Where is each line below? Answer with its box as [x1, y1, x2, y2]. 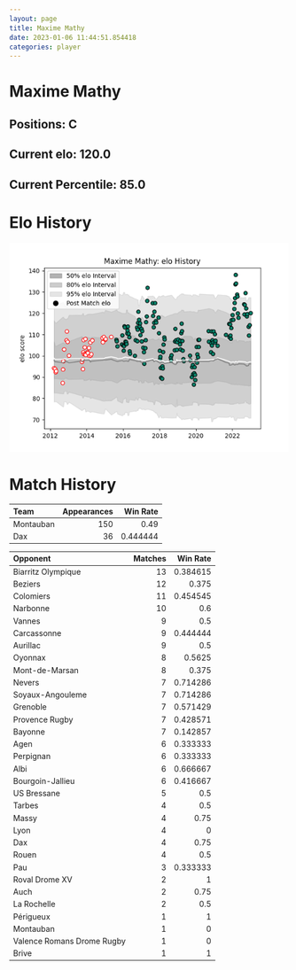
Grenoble [12, 702, 47, 712]
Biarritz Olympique [12, 566, 82, 577]
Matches [133, 554, 167, 564]
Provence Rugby [12, 714, 74, 725]
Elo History [9, 213, 92, 232]
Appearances [61, 506, 113, 516]
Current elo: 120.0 [9, 147, 112, 162]
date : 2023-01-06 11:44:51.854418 [9, 33, 137, 42]
